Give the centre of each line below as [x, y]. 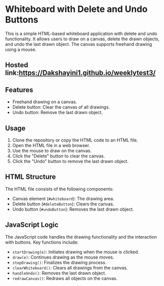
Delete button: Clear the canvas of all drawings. [61, 107]
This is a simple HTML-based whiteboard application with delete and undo [81, 33]
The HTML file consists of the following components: [59, 189]
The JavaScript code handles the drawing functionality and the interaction [81, 237]
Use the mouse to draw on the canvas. [52, 150]
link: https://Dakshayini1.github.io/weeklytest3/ [81, 73]
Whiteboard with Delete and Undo [77, 9]
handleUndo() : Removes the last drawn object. [59, 273]
